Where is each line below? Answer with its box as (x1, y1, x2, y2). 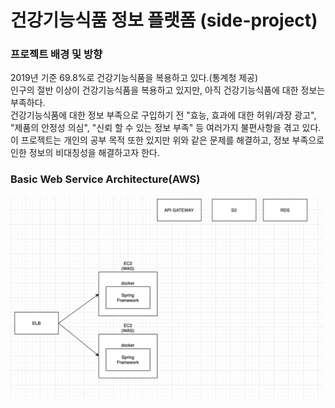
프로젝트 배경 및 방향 (10, 47, 103, 61)
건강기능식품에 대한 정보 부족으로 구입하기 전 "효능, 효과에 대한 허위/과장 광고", (10, 109, 317, 121)
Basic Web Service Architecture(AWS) (10, 172, 201, 186)
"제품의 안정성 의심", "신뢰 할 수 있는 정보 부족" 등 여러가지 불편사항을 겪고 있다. (10, 122, 322, 134)
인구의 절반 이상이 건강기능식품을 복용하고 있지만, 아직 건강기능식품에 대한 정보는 (10, 84, 326, 96)
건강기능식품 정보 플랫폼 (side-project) (10, 9, 318, 32)
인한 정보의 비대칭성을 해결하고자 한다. (10, 147, 160, 159)
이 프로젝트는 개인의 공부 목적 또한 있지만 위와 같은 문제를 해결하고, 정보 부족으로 (10, 134, 325, 146)
